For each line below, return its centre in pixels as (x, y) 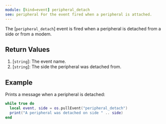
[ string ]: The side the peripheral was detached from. (67, 67)
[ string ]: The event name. (39, 62)
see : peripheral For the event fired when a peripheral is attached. (79, 14)
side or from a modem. (29, 34)
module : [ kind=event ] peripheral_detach (48, 10)
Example (19, 82)
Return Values (28, 50)
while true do (20, 104)
